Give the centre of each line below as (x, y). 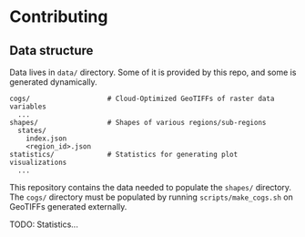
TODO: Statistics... (44, 224)
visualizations (38, 162)
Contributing (59, 17)
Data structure (51, 51)
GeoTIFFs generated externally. (68, 206)
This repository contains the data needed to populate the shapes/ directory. (151, 187)
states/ (32, 130)
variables (28, 107)
